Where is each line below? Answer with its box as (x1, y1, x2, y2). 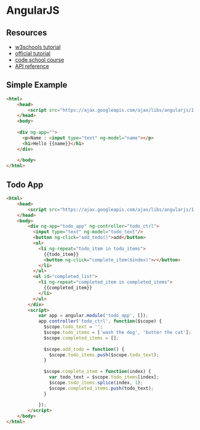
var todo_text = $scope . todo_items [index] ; (49, 374, 160, 380)
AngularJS (6, 4, 60, 17)
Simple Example (6, 80, 68, 90)
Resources (6, 28, 47, 38)
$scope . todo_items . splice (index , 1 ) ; (49, 380, 144, 386)
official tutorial (14, 50, 51, 57)
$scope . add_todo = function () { (44, 346, 125, 352)
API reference (14, 62, 49, 70)
